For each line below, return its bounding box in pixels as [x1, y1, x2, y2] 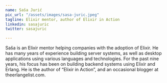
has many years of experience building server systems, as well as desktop [5, 50, 162, 57]
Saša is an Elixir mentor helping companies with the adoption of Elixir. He [5, 45, 159, 51]
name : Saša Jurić [5, 7, 42, 13]
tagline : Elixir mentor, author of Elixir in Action [5, 17, 120, 22]
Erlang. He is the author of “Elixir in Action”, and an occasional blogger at [5, 67, 159, 73]
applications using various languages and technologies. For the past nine [5, 56, 159, 62]
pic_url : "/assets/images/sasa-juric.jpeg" [5, 12, 100, 17]
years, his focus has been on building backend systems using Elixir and [5, 61, 156, 67]
